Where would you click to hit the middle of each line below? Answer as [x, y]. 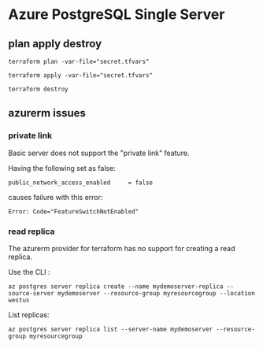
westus [19, 300]
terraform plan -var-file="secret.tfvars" [79, 61]
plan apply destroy [55, 44]
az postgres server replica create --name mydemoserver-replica [116, 286]
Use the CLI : [29, 272]
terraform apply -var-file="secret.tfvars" [81, 76]
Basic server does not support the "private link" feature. [99, 153]
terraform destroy [38, 89]
